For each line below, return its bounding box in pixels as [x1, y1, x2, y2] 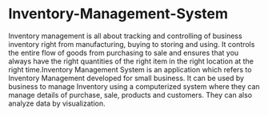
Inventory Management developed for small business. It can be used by [8, 73, 245, 83]
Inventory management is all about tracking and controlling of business [8, 31, 242, 41]
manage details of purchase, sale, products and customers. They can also [8, 90, 253, 99]
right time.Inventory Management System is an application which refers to [8, 64, 252, 74]
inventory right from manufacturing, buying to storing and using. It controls [8, 39, 255, 48]
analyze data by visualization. [8, 99, 106, 108]
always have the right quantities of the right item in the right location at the [8, 56, 254, 66]
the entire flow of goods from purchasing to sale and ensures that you [8, 48, 239, 57]
